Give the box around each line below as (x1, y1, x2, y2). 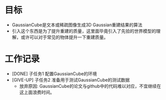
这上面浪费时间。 (19, 89, 55, 95)
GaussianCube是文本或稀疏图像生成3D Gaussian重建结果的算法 (11, 22, 143, 28)
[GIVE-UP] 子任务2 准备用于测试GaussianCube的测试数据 (11, 77, 130, 83)
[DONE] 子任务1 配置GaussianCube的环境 (11, 70, 97, 77)
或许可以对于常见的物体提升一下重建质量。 (20, 34, 108, 40)
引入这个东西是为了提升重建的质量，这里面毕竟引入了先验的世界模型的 (11, 28, 157, 34)
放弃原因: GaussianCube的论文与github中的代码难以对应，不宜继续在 (19, 83, 162, 89)
